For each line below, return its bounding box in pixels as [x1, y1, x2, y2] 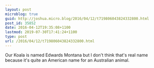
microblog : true [5, 12, 38, 17]
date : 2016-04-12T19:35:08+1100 [5, 25, 71, 30]
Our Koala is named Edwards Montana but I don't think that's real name [5, 52, 148, 58]
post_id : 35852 [5, 20, 36, 26]
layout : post [5, 7, 32, 12]
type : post [5, 34, 27, 39]
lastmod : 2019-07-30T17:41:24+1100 [5, 30, 77, 34]
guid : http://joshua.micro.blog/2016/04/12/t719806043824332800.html [5, 16, 150, 21]
